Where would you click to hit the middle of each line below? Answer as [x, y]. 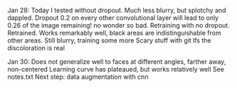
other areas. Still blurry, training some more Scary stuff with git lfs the [109, 40]
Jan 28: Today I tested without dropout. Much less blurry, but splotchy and [117, 10]
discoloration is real [36, 48]
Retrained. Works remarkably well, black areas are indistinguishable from [115, 33]
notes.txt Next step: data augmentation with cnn [78, 77]
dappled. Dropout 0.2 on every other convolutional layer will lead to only [113, 18]
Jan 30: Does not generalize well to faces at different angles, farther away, [117, 62]
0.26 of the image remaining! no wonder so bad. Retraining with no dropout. [118, 25]
